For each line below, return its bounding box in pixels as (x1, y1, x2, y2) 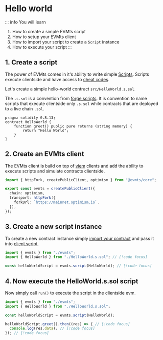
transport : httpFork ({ (9, 195, 56, 200)
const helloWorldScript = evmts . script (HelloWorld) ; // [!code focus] (5, 263, 152, 269)
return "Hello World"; (23, 128, 69, 133)
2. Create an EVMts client (5, 150, 84, 158)
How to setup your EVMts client (12, 34, 76, 40)
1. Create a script (5, 58, 58, 66)
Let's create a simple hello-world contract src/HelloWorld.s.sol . (5, 86, 136, 92)
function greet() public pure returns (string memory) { (14, 124, 133, 128)
